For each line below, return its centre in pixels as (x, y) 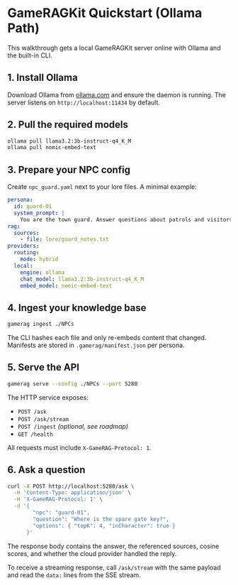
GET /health (35, 434)
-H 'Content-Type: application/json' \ (73, 493)
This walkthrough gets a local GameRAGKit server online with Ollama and (114, 48)
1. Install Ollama (42, 78)
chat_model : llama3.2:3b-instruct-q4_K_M (82, 279)
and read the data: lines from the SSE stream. (74, 575)
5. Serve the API (44, 367)
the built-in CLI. (30, 55)
